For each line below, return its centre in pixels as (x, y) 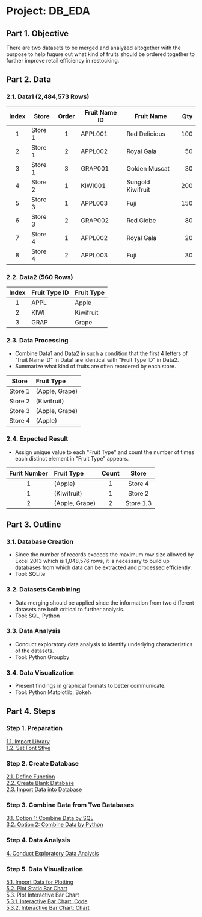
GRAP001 (95, 168)
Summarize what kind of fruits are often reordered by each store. (95, 367)
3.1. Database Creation (40, 541)
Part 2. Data (29, 80)
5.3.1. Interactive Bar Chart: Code (47, 901)
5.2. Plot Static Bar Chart (37, 889)
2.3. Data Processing (37, 340)
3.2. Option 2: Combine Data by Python (55, 825)
